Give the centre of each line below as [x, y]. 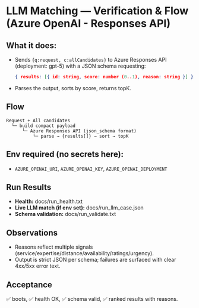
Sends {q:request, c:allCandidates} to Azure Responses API [91, 60]
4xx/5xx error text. [37, 266]
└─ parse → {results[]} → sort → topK [80, 136]
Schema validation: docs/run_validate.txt [65, 214]
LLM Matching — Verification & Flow [97, 11]
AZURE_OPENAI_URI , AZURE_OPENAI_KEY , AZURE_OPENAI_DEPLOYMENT [91, 169]
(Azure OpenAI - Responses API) [89, 23]
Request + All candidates [38, 120]
